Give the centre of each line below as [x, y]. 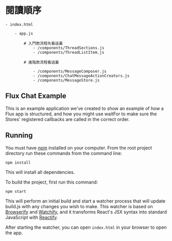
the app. [14, 233]
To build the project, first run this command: [52, 182]
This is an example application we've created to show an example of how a [85, 108]
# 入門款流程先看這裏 [43, 43]
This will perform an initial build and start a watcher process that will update [85, 201]
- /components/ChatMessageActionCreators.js [81, 76]
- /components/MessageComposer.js [70, 71]
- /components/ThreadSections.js [68, 48]
